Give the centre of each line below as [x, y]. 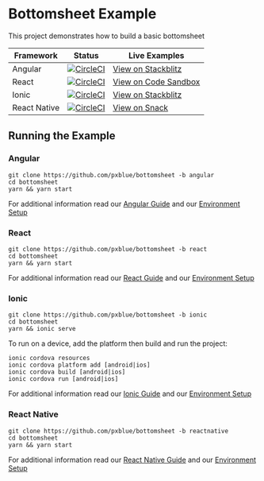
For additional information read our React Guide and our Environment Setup [132, 277]
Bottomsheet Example [82, 14]
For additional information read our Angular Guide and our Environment [124, 204]
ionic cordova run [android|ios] [63, 379]
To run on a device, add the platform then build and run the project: [118, 343]
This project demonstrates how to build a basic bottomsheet [106, 36]
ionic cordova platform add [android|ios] [79, 365]
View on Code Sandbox [157, 82]
